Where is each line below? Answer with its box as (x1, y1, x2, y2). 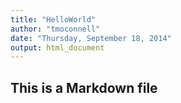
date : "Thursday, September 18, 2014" (10, 33, 172, 43)
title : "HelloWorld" (10, 14, 97, 25)
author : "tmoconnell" (10, 24, 101, 34)
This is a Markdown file (10, 79, 158, 96)
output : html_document (10, 42, 105, 53)
